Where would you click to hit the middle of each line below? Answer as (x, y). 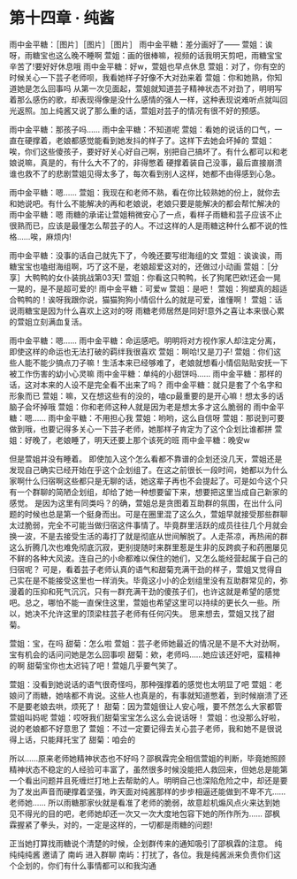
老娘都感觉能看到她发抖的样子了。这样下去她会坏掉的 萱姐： (165, 140)
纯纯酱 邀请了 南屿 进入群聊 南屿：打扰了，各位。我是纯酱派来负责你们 (145, 854)
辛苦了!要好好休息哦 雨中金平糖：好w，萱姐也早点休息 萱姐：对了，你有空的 (147, 66)
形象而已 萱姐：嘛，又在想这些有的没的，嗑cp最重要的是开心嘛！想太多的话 (147, 395)
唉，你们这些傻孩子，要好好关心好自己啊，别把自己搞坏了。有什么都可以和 (145, 151)
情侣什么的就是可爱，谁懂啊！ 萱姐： (207, 299)
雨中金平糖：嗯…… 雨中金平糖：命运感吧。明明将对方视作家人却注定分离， (145, 340)
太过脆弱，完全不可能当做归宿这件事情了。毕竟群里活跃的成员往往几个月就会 (148, 525)
